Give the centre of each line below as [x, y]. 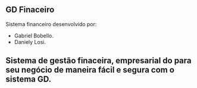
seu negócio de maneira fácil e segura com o [90, 70]
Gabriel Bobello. [34, 36]
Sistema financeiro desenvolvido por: [51, 24]
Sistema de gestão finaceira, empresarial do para [98, 61]
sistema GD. [29, 79]
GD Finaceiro [30, 10]
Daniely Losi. [30, 42]
